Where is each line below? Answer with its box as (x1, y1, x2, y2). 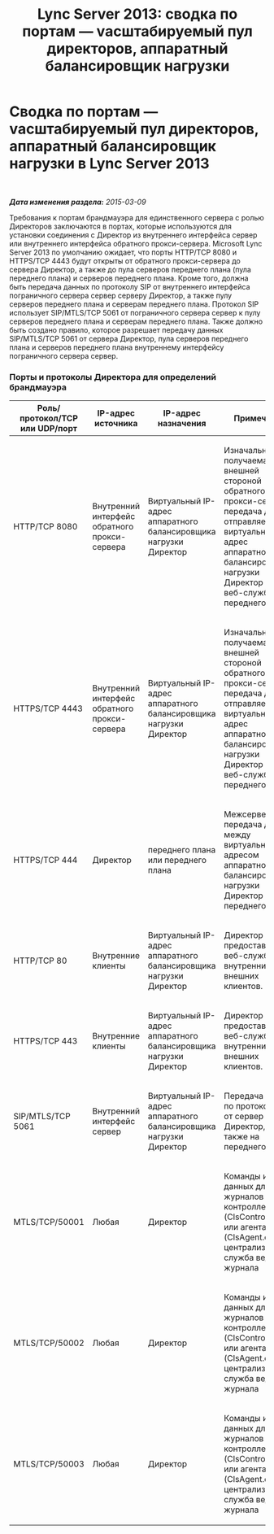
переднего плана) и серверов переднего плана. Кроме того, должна (9, 273, 249, 283)
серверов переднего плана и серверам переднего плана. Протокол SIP (9, 299, 259, 309)
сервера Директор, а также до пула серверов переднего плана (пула (9, 264, 251, 274)
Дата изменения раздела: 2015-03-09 (9, 197, 146, 207)
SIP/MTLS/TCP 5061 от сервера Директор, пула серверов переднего (9, 333, 249, 343)
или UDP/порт (20, 423, 78, 434)
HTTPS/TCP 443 (13, 1035, 78, 1047)
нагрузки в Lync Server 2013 (9, 155, 210, 173)
